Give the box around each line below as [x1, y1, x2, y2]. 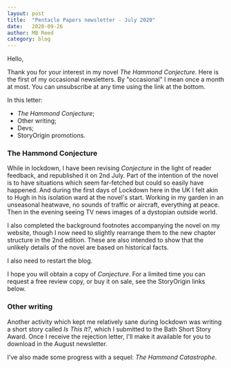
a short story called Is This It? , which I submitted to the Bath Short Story [7, 325, 212, 333]
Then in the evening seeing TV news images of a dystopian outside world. [7, 208, 218, 216]
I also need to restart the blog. [7, 256, 93, 265]
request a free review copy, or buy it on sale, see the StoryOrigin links [7, 277, 205, 286]
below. [7, 285, 26, 293]
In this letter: [7, 96, 43, 104]
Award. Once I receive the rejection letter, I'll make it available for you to [7, 332, 211, 340]
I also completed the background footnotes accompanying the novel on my [7, 221, 221, 229]
